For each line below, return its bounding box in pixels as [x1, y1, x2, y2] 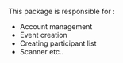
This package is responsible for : [8, 7, 115, 16]
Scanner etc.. [19, 47, 64, 56]
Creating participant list [19, 39, 97, 48]
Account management [19, 22, 93, 31]
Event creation [19, 31, 67, 39]
